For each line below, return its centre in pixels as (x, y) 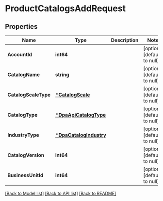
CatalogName (24, 75)
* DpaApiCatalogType (81, 115)
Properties (21, 27)
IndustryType (24, 135)
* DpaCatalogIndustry (81, 135)
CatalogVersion (26, 155)
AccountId (20, 54)
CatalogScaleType (29, 95)
